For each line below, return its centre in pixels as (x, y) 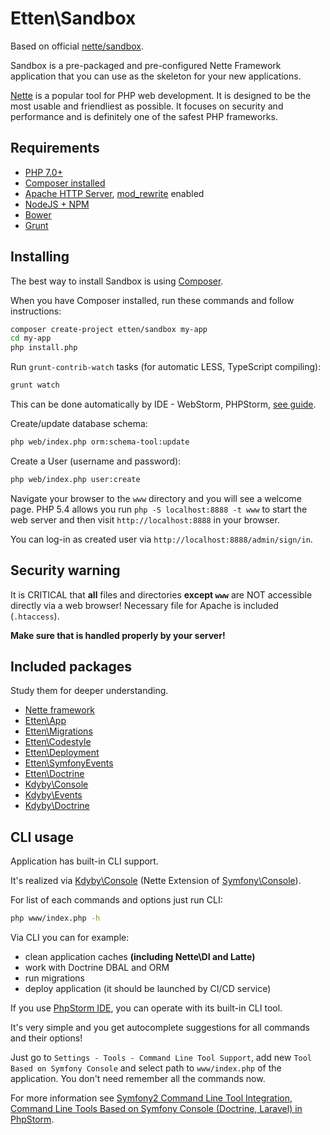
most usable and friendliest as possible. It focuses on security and (147, 106)
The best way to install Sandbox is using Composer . (117, 281)
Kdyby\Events (53, 795)
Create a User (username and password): (96, 461)
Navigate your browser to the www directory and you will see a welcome (156, 498)
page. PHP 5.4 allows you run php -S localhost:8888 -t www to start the (159, 509)
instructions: (36, 311)
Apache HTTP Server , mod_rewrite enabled (114, 193)
